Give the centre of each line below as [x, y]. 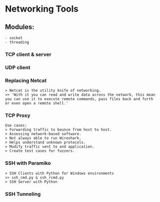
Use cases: [16, 126]
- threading [17, 42]
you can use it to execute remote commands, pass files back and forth [79, 99]
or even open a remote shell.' [37, 103]
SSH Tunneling [23, 194]
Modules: [20, 27]
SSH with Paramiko [28, 163]
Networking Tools [42, 9]
